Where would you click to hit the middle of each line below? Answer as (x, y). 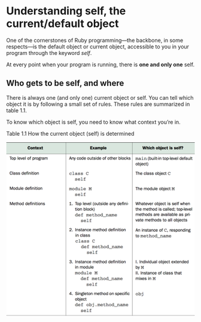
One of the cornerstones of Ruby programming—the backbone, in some (95, 40)
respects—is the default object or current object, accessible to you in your (98, 47)
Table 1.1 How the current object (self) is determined (70, 133)
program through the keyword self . (49, 53)
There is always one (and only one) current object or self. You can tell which (100, 97)
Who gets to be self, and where (65, 83)
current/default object (63, 24)
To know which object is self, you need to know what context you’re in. (93, 122)
